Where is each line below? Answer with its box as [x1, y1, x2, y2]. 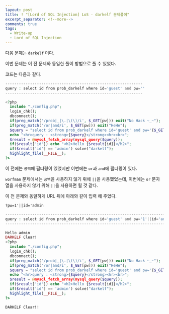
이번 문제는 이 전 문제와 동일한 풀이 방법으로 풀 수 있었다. [5, 60, 117, 66]
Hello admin [5, 230, 30, 235]
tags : [5, 26, 17, 31]
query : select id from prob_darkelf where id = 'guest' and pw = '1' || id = [5, 217, 158, 222]
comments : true [5, 21, 37, 27]
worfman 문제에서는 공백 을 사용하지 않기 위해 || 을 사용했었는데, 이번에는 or [5, 176, 151, 182]
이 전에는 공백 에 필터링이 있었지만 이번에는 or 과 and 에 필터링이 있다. [5, 165, 137, 171]
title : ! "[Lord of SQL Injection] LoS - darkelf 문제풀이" [5, 12, 130, 17]
